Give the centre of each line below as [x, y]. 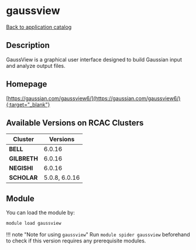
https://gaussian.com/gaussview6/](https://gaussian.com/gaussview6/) [94, 98]
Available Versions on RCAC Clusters [75, 123]
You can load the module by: [40, 213]
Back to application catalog [39, 27]
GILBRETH [23, 159]
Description [28, 45]
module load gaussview [34, 224]
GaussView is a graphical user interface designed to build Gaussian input [94, 59]
